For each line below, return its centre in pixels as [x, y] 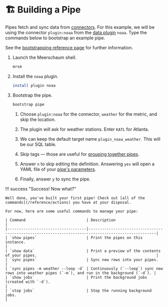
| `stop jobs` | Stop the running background [78, 290]
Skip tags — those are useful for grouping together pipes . [80, 154]
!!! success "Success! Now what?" [41, 189]
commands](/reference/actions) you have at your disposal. [68, 202]
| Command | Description [60, 220]
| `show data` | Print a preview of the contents [83, 251]
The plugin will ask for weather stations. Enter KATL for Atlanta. [85, 129]
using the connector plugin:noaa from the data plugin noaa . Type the [76, 32]
